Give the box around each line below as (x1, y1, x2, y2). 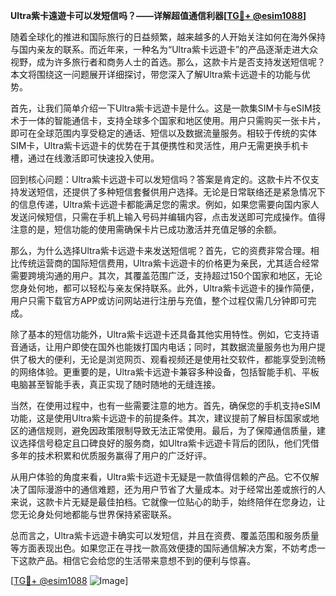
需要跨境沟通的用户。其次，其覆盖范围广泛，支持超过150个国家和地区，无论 (10, 270, 323, 281)
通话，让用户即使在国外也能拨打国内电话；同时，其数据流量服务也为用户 (18, 341, 317, 353)
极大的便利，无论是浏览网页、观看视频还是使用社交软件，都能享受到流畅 (27, 354, 326, 365)
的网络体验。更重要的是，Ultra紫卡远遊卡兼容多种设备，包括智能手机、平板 (10, 366, 320, 378)
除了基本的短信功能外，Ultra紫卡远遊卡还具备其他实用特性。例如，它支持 (10, 329, 311, 340)
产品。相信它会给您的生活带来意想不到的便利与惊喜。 (36, 555, 256, 566)
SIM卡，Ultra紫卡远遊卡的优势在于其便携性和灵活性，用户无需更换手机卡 (10, 140, 310, 151)
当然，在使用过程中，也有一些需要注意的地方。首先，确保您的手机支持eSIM (10, 400, 321, 411)
